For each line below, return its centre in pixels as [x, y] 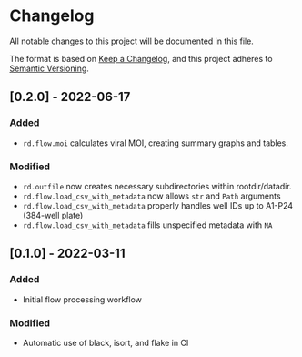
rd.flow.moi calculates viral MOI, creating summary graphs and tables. [156, 143]
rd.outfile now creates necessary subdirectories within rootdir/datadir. [157, 186]
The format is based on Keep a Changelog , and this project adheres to [141, 58]
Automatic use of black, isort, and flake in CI [106, 342]
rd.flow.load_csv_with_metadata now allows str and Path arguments [151, 196]
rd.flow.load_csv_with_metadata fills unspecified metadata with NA [147, 225]
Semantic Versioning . [49, 68]
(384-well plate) [53, 215]
